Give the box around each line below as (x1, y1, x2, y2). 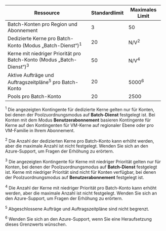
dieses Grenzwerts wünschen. (5, 221, 67, 227)
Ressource (34, 9, 60, 16)
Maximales (130, 6, 157, 13)
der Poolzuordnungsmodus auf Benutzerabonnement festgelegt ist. (5, 174, 144, 180)
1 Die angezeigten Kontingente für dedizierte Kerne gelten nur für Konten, (5, 106, 155, 113)
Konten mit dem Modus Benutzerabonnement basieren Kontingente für (5, 117, 151, 123)
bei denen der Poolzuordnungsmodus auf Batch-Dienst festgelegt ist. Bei (5, 112, 156, 117)
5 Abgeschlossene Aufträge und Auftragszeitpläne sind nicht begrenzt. (5, 205, 150, 212)
